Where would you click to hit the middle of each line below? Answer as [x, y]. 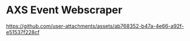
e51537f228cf [23, 32]
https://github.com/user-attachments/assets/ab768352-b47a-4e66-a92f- [95, 26]
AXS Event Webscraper [64, 10]
